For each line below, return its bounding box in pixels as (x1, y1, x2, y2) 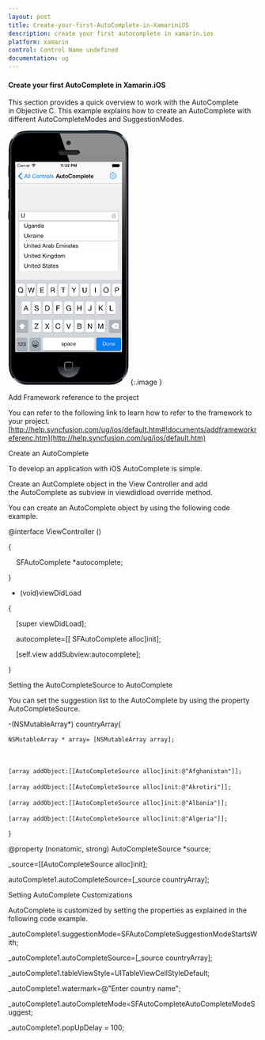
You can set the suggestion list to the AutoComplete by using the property (8, 695, 250, 705)
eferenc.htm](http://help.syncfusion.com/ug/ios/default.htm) (8, 433, 206, 443)
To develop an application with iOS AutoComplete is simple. (8, 464, 203, 474)
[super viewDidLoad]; (15, 619, 87, 629)
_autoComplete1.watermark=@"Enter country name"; (8, 984, 181, 993)
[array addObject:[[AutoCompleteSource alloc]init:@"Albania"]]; (8, 799, 228, 807)
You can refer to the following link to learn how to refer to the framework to (8, 408, 252, 417)
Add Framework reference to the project (8, 393, 140, 402)
